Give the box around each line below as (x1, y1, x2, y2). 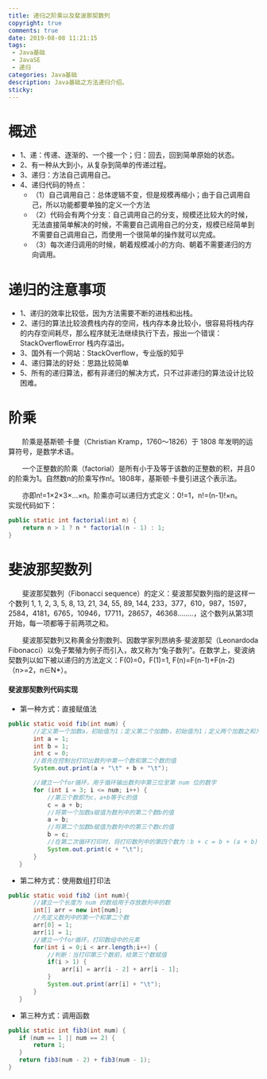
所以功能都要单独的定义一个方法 (45, 200, 151, 209)
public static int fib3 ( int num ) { (8, 1026, 126, 1034)
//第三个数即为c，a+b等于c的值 (47, 793, 137, 801)
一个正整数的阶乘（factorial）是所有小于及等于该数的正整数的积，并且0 (22, 463, 256, 474)
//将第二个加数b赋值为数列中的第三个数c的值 (47, 823, 175, 831)
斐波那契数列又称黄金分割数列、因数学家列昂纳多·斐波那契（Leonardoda (22, 635, 259, 645)
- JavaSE (11, 57, 41, 65)
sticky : (8, 85, 34, 94)
